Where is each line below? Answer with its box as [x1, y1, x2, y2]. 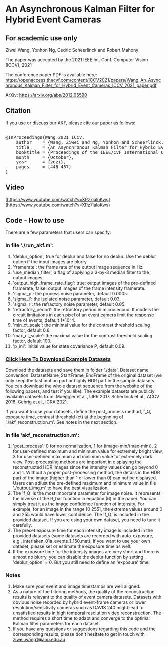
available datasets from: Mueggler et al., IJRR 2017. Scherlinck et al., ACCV [5, 394, 159, 400]
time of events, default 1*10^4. [12, 317, 76, 323]
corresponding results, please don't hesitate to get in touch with [12, 631, 145, 637]
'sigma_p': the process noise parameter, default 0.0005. [12, 290, 128, 296]
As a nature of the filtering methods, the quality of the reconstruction [12, 588, 155, 594]
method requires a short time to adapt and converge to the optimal [12, 615, 150, 621]
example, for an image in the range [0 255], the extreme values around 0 [12, 506, 163, 512]
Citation [5, 106, 31, 115]
